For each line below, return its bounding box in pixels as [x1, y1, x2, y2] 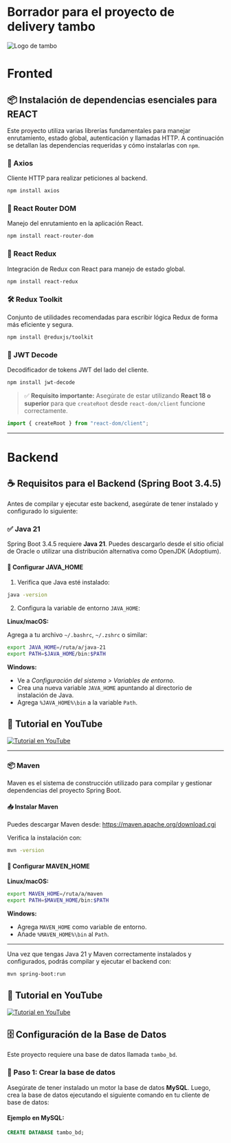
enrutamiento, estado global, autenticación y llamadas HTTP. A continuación [7, 134, 224, 142]
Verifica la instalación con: [7, 833, 82, 842]
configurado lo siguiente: [7, 507, 78, 515]
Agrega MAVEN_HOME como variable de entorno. [16, 922, 147, 931]
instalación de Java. [16, 691, 74, 699]
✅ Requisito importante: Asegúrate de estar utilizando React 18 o [23, 391, 211, 400]
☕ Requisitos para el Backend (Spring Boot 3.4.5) [7, 478, 222, 489]
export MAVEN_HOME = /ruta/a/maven [7, 891, 103, 898]
